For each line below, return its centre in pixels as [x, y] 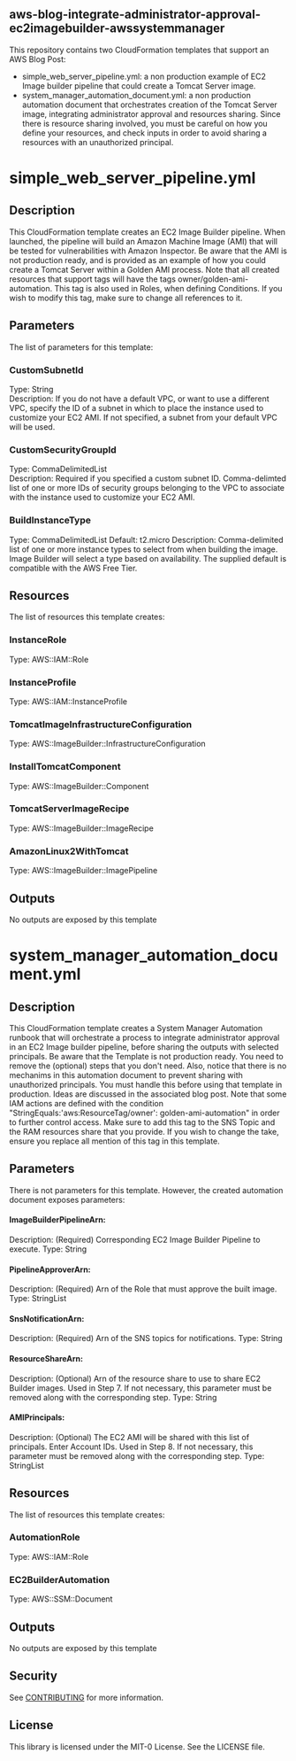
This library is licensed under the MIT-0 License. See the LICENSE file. [137, 1746]
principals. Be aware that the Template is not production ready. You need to [147, 1056]
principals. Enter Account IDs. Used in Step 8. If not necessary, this [131, 1447]
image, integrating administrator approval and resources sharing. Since [151, 113]
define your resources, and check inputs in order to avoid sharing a [144, 133]
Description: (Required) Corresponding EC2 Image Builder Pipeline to [135, 1239]
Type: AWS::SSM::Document [61, 1599]
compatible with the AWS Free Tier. [73, 568]
